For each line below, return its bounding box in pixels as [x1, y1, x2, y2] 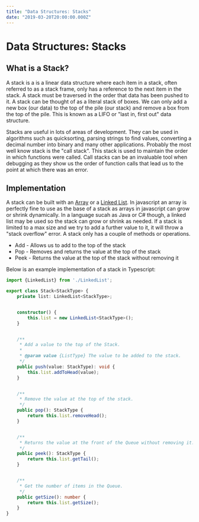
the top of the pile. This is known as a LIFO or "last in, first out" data [6, 110, 172, 117]
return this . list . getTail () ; [27, 456, 99, 462]
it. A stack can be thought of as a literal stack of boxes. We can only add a [6, 98, 187, 105]
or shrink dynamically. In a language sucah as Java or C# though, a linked [6, 212, 187, 219]
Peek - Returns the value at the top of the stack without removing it [14, 254, 179, 261]
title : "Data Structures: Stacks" [6, 8, 92, 15]
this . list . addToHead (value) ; [27, 369, 99, 375]
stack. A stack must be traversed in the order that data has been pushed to [6, 91, 190, 98]
